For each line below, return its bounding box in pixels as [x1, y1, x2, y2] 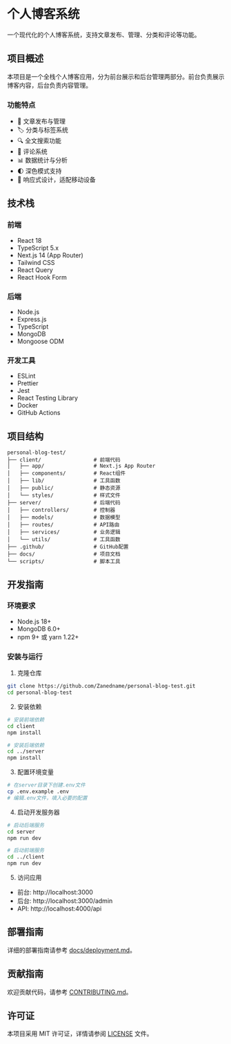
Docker [17, 401, 39, 410]
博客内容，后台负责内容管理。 [7, 81, 92, 89]
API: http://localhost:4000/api [17, 904, 102, 913]
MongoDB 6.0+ [17, 624, 61, 633]
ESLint [17, 372, 36, 381]
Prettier [17, 379, 39, 387]
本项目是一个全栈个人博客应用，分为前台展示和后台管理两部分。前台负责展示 [7, 72, 225, 80]
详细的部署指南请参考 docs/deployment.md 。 [7, 946, 137, 954]
